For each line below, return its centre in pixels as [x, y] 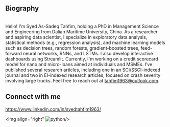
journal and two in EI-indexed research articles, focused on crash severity [83, 75]
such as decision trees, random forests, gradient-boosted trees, [72, 48]
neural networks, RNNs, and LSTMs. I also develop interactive [88, 53]
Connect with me [33, 97]
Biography [22, 8]
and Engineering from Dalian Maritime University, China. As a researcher [82, 31]
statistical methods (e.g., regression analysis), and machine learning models [85, 43]
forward [14, 53]
